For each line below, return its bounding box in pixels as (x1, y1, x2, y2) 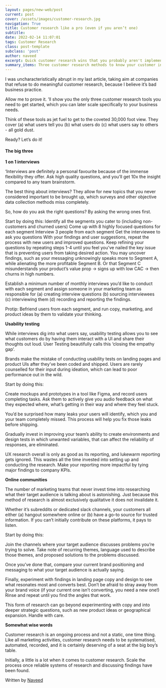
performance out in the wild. (5, 372, 63, 378)
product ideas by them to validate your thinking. (5, 311, 103, 317)
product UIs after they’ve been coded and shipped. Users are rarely (5, 361, 143, 367)
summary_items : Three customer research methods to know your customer (5, 62, 156, 67)
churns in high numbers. (5, 271, 55, 277)
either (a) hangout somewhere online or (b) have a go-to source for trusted (5, 512, 158, 518)
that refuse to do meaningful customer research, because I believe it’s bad (5, 81, 157, 87)
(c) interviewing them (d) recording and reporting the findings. (5, 296, 132, 302)
